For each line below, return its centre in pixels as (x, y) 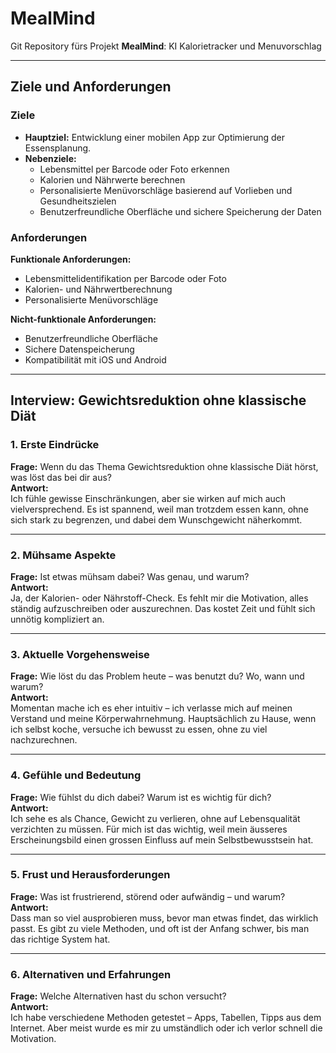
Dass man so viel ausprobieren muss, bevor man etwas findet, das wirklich (164, 918)
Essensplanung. (58, 148)
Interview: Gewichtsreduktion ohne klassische (158, 400)
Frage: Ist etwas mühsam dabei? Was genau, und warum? (130, 576)
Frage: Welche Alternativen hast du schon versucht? (118, 996)
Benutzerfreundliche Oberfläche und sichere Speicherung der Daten (180, 211)
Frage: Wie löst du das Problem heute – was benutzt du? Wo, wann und (157, 676)
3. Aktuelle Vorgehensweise (80, 654)
